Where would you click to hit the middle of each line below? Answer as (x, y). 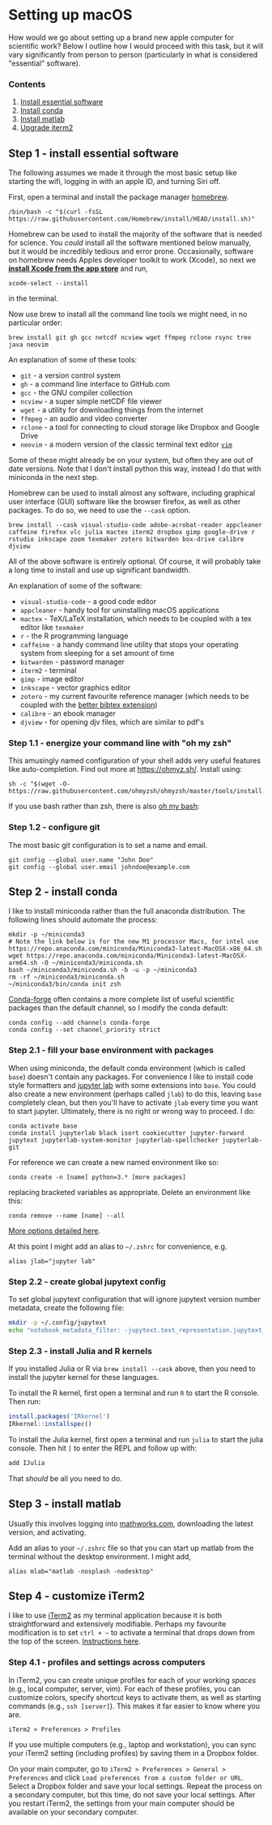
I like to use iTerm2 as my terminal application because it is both (115, 1616)
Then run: (25, 1402)
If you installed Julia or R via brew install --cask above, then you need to (132, 1369)
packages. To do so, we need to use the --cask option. (100, 510)
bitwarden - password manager (72, 662)
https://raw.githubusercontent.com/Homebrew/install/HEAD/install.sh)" (132, 219)
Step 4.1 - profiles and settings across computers (107, 1662)
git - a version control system (70, 375)
